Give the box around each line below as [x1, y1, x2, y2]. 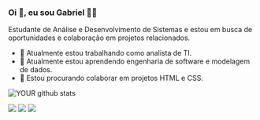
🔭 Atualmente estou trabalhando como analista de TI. [19, 49, 192, 58]
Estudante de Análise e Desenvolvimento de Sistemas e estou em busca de [8, 25, 253, 35]
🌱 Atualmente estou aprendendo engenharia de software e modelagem [19, 56, 251, 66]
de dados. [19, 65, 53, 75]
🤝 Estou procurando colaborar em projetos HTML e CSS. [19, 74, 203, 83]
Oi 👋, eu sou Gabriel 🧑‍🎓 [8, 7, 98, 18]
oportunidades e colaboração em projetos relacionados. [8, 33, 191, 42]
